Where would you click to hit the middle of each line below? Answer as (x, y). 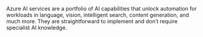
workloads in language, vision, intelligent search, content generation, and (98, 15)
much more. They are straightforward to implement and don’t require (92, 21)
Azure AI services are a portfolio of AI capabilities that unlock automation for (101, 9)
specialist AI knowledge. (37, 27)
